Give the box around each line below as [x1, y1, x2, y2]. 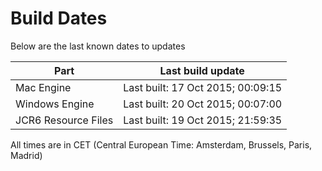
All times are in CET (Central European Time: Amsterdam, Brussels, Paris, [10, 138, 313, 151]
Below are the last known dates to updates [10, 40, 186, 52]
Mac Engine [15, 80, 72, 94]
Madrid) [10, 149, 43, 161]
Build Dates [10, 7, 108, 30]
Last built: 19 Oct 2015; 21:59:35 [123, 113, 283, 127]
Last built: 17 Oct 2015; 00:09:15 [123, 80, 283, 94]
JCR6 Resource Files [15, 113, 114, 127]
